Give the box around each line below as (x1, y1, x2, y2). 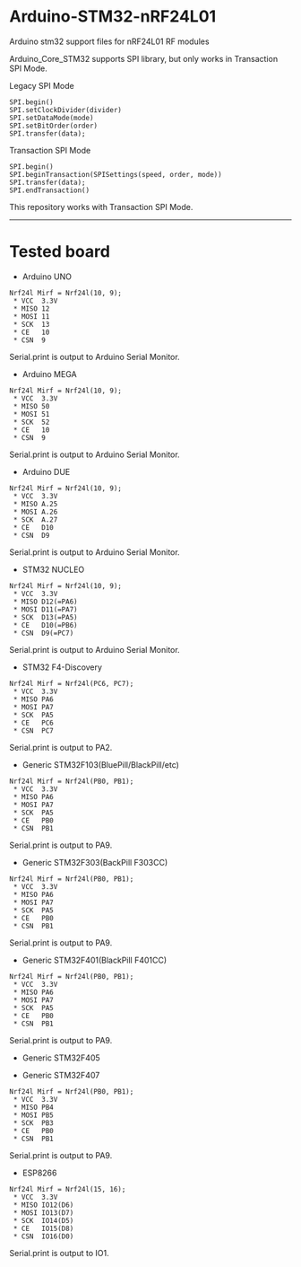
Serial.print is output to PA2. (9, 742, 113, 752)
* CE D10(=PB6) (13, 620, 78, 629)
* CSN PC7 (13, 726, 54, 735)
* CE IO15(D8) (13, 1224, 74, 1233)
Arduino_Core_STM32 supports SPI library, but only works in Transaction (9, 53, 279, 64)
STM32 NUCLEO (21, 564, 85, 575)
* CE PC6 (13, 718, 54, 727)
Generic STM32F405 (21, 1052, 100, 1063)
